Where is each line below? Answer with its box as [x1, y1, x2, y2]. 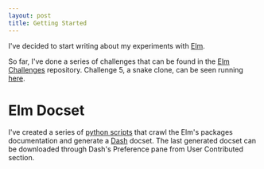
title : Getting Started [8, 19, 87, 27]
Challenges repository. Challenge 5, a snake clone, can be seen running [8, 65, 244, 74]
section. [8, 153, 35, 163]
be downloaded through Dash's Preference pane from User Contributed [8, 144, 244, 154]
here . [8, 73, 25, 83]
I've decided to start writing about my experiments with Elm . [8, 41, 205, 50]
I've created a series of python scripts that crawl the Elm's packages [8, 128, 233, 137]
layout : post [8, 11, 52, 20]
